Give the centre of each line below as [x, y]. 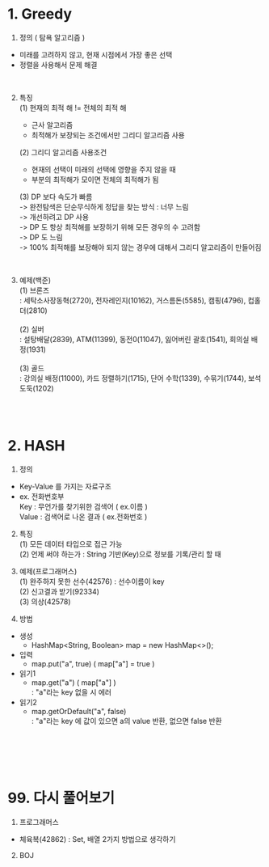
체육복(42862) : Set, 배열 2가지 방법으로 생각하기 [97, 839]
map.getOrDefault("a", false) [79, 711]
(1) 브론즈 [34, 290]
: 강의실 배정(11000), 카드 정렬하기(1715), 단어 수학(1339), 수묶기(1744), [133, 378]
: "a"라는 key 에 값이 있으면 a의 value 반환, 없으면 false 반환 [127, 721]
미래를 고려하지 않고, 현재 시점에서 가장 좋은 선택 [96, 54]
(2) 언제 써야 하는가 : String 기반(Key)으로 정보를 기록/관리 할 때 [120, 554]
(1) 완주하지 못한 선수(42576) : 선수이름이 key [92, 581]
